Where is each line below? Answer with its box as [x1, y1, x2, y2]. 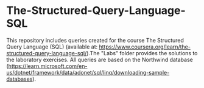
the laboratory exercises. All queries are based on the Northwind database [6, 56, 193, 63]
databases [6, 75, 33, 83]
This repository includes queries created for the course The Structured [6, 36, 185, 44]
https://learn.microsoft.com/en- [8, 62, 88, 70]
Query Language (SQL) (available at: [6, 43, 98, 50]
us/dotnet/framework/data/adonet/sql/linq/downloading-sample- [6, 69, 170, 76]
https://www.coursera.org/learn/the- [99, 43, 191, 50]
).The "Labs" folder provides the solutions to [86, 49, 198, 56]
